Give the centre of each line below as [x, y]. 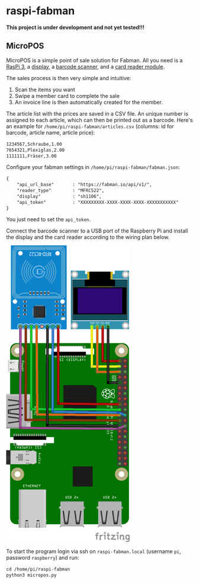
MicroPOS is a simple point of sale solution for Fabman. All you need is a [94, 60]
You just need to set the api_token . [49, 219]
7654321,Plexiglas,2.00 [36, 150]
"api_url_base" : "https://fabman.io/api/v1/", [84, 184]
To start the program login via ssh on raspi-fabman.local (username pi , [94, 551]
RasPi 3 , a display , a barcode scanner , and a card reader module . [85, 66]
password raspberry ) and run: [43, 557]
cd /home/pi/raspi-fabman [38, 569]
